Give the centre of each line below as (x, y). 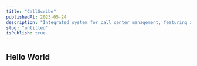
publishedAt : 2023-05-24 (36, 17)
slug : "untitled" (27, 28)
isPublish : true (26, 33)
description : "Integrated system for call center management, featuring (97, 22)
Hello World (28, 57)
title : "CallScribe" (31, 11)
